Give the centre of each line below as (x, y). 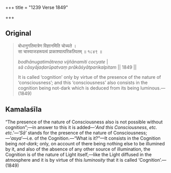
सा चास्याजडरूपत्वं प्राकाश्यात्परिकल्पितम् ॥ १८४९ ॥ (60, 51)
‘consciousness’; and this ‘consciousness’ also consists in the (83, 82)
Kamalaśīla (24, 110)
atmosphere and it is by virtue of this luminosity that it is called (71, 160)
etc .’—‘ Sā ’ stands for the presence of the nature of (59, 133)
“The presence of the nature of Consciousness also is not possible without (84, 122)
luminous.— (153, 88)
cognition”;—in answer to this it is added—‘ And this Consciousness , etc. (81, 127)
